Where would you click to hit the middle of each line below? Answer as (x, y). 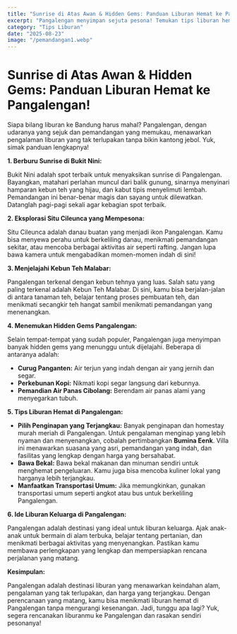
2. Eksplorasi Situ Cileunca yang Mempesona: (76, 218)
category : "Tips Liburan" (45, 27)
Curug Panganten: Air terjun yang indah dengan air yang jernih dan (116, 368)
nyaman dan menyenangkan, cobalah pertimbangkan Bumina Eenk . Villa (123, 441)
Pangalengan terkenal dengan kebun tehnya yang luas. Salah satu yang (111, 282)
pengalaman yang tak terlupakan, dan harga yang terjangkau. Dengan (109, 593)
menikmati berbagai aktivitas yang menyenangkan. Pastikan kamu (103, 543)
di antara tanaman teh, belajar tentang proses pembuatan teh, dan (103, 297)
